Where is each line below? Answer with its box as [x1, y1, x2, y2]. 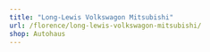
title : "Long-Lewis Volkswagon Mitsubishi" [9, 12, 174, 22]
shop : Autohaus [9, 29, 66, 38]
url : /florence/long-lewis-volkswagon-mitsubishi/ [9, 21, 202, 30]
